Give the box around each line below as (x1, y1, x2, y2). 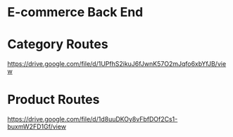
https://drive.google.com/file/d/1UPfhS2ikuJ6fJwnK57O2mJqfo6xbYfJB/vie (7, 60, 227, 68)
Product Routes (7, 92, 100, 107)
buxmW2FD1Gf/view (7, 122, 67, 131)
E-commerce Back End (7, 4, 144, 20)
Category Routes (7, 37, 108, 53)
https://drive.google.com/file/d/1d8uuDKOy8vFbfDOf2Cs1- (7, 115, 178, 124)
